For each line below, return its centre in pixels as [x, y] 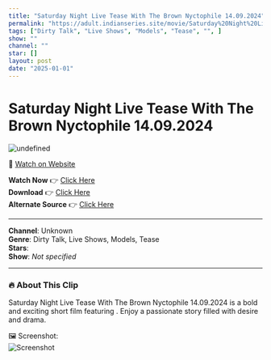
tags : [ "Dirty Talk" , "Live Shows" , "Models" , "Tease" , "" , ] [115, 31]
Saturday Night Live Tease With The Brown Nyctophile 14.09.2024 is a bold [133, 302]
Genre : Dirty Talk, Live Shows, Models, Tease [84, 239]
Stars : [19, 248]
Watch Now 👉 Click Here [52, 180]
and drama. [27, 320]
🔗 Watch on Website [42, 163]
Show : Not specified [42, 256]
